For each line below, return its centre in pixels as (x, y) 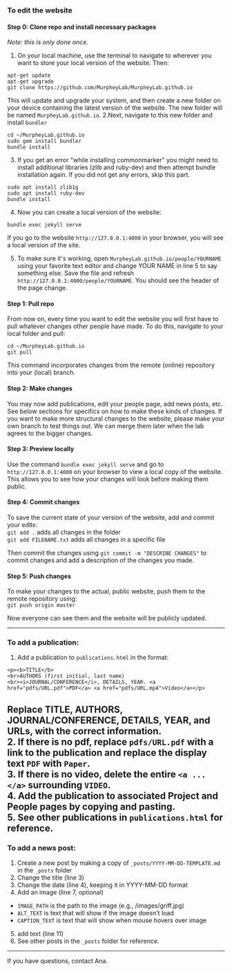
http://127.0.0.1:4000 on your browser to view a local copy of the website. (115, 471)
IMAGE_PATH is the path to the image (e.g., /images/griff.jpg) (100, 906)
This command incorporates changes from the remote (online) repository (111, 365)
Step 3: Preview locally (41, 449)
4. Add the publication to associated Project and (113, 795)
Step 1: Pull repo (31, 303)
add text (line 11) (40, 934)
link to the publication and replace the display (107, 753)
